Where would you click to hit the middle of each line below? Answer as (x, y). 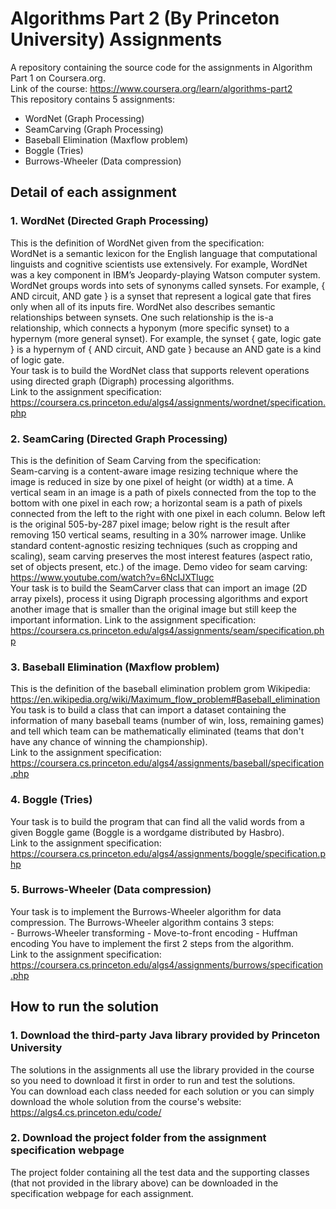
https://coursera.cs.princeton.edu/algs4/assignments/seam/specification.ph (167, 630)
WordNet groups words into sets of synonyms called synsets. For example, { (168, 285)
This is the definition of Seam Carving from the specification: (136, 460)
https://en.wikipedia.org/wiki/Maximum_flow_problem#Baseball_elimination (165, 699)
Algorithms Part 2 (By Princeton (145, 18)
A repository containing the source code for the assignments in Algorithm (161, 67)
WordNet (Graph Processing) (84, 118)
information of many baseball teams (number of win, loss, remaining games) (167, 721)
